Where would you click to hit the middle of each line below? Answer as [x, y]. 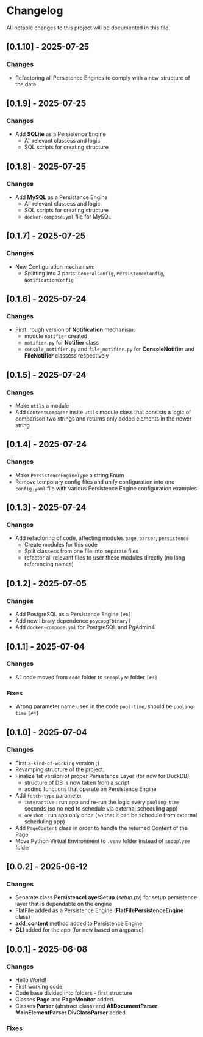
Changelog [35, 11]
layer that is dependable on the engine [63, 904]
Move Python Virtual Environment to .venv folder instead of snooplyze [102, 841]
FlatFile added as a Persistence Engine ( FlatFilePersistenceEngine [99, 910]
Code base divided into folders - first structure [73, 993]
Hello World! [31, 980]
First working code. [39, 987]
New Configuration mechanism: [55, 266]
